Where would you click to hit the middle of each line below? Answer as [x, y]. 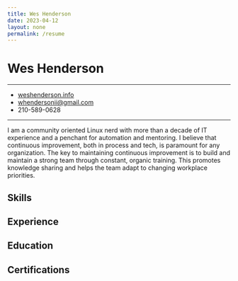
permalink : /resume [36, 34]
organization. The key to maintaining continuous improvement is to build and [119, 153]
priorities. [21, 176]
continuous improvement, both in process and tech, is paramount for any [114, 145]
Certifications [39, 270]
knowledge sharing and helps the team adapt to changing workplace [107, 168]
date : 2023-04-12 [33, 21]
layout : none [27, 27]
